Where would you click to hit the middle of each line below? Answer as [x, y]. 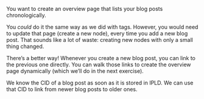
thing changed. [25, 46]
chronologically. [26, 15]
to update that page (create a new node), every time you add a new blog [97, 33]
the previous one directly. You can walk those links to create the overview [99, 64]
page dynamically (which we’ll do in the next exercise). [75, 71]
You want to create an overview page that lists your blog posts [85, 9]
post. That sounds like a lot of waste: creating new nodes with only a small [100, 40]
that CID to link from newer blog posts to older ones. [72, 89]
